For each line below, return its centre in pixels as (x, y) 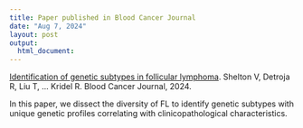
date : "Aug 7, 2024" (48, 26)
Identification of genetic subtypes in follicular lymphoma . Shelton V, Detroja (150, 77)
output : (24, 43)
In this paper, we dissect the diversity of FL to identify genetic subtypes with (151, 104)
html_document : (46, 51)
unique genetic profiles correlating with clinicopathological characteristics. (148, 114)
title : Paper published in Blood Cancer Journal (103, 18)
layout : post (34, 34)
